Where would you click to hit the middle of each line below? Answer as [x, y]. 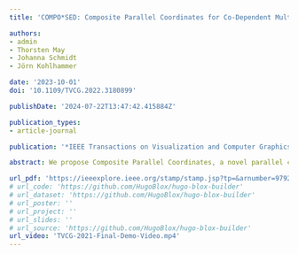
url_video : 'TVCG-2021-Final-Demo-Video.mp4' [94, 236]
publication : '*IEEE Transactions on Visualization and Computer [132, 147]
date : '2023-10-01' [45, 82]
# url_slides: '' [41, 219]
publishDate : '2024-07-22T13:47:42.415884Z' [93, 106]
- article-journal [43, 131]
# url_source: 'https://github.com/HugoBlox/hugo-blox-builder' [130, 228]
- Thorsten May [37, 50]
